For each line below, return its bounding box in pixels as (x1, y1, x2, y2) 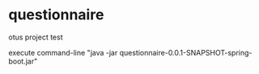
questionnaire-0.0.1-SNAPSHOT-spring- (119, 47, 253, 57)
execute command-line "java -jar (8, 47, 118, 57)
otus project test (8, 32, 63, 42)
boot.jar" (8, 56, 38, 66)
